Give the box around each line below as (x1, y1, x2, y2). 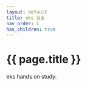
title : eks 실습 (6, 15, 45, 21)
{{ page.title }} (6, 53, 82, 66)
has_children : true (6, 26, 56, 33)
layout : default (6, 9, 47, 15)
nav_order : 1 (6, 20, 40, 26)
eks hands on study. (6, 73, 57, 80)
